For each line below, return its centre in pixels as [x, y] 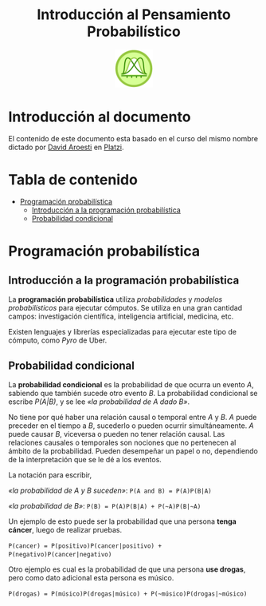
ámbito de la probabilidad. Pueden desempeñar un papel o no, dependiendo [133, 451]
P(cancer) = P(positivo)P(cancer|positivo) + [85, 546]
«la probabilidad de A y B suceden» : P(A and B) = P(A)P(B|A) [110, 491]
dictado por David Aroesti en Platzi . [66, 147]
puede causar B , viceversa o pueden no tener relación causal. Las [117, 434]
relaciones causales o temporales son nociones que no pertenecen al [122, 443]
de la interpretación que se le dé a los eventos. [85, 460]
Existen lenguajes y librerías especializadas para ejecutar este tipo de [123, 332]
